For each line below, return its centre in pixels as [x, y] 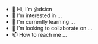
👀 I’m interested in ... [37, 15]
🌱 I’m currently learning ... [43, 22]
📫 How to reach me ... [39, 35]
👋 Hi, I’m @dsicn [32, 9]
